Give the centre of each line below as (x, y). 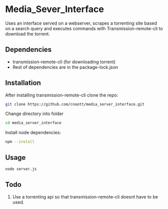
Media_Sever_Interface (55, 9)
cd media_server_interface (33, 123)
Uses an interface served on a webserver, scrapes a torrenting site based (81, 23)
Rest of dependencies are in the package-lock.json (65, 67)
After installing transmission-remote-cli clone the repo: (62, 95)
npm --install (20, 142)
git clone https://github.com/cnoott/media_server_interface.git (75, 104)
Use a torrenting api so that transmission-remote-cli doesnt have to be (85, 196)
